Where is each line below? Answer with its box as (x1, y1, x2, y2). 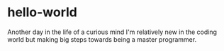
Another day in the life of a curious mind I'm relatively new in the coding (7, 28, 218, 36)
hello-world (7, 4, 78, 21)
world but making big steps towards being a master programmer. (7, 35, 197, 43)
